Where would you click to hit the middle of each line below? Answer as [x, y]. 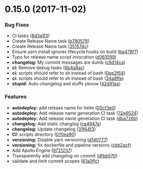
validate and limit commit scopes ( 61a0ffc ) [55, 161]
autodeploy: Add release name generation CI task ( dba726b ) [75, 118]
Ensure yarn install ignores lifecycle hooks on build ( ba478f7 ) [75, 52]
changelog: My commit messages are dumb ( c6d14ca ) [68, 62]
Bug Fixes [17, 25]
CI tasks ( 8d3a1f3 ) [31, 36]
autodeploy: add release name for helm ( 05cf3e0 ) [64, 108]
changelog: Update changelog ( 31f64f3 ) [54, 129]
